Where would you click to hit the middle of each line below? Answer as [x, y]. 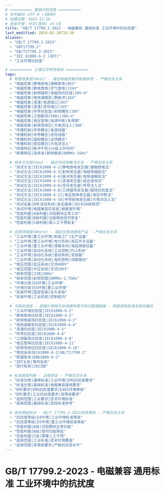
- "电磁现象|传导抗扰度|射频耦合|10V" [45, 112]
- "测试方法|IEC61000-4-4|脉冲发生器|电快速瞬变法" [59, 176]
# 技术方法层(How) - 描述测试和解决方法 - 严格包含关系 [61, 163]
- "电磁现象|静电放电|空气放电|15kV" [44, 88]
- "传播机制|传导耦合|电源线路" [39, 130]
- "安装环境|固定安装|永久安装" [39, 292]
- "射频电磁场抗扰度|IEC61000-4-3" [43, 320]
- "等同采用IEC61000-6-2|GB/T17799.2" [48, 352]
